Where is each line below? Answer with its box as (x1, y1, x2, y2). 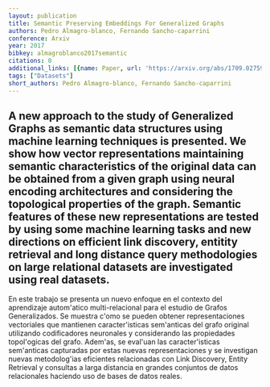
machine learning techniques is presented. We (8, 134, 247, 148)
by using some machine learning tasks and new (8, 223, 252, 236)
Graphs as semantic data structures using (8, 122, 223, 135)
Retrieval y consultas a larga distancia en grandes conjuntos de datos (8, 363, 239, 372)
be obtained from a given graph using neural (8, 172, 235, 185)
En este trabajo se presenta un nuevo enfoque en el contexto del (8, 294, 223, 304)
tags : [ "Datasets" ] (8, 72, 74, 80)
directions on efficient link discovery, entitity (8, 235, 239, 248)
